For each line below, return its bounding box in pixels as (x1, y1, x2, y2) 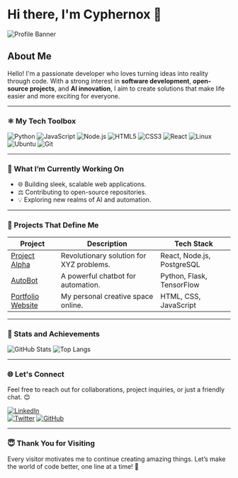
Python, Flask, (160, 271, 208, 280)
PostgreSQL (160, 259, 200, 269)
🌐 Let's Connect (7, 369, 65, 379)
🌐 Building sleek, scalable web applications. (17, 180, 147, 188)
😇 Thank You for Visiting (7, 438, 96, 448)
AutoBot (11, 275, 38, 285)
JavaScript (160, 300, 196, 310)
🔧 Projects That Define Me (7, 220, 99, 230)
